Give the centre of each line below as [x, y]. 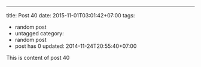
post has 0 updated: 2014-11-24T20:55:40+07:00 [76, 46]
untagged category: [39, 33]
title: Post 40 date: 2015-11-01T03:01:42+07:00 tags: [71, 15]
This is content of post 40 [38, 58]
